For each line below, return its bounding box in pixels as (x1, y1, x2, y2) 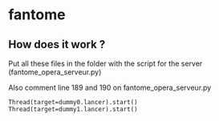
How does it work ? (8, 38, 106, 51)
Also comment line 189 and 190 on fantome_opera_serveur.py (8, 83, 212, 92)
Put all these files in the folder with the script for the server (8, 58, 203, 68)
